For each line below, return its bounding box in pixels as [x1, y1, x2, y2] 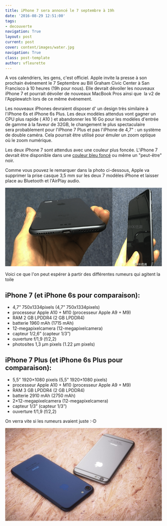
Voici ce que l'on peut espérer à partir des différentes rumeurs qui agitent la [5, 271, 161, 277]
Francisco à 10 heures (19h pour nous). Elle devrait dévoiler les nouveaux [5, 85, 155, 92]
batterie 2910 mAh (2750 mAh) [12, 393, 76, 398]
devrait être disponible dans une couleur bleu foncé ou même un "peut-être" [5, 152, 163, 158]
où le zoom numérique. [5, 137, 53, 143]
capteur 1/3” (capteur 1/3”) [12, 403, 67, 409]
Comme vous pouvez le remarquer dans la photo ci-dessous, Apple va [5, 167, 150, 173]
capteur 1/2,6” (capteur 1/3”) [12, 331, 71, 337]
